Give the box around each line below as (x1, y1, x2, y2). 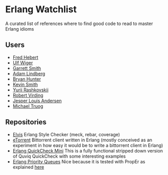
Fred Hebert (12, 54, 38, 60)
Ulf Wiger (12, 60, 33, 66)
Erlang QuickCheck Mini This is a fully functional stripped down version (12, 147, 163, 154)
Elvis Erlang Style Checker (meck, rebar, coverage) (12, 131, 120, 137)
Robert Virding (12, 92, 43, 98)
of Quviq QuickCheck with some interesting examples (12, 153, 126, 159)
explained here (12, 164, 44, 170)
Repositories (5, 118, 47, 127)
